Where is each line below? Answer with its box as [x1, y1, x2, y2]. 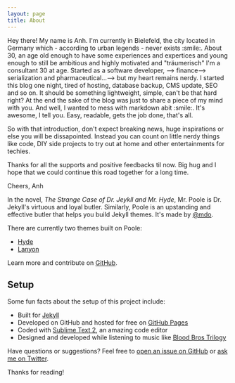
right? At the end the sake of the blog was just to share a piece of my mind [7, 96, 223, 104]
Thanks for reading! [7, 368, 65, 377]
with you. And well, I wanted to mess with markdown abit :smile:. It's [7, 103, 205, 112]
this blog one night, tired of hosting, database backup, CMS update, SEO [7, 81, 218, 89]
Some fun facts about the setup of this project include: [7, 297, 165, 306]
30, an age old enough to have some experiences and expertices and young [7, 51, 228, 60]
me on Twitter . [7, 354, 49, 363]
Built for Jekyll [17, 311, 60, 320]
